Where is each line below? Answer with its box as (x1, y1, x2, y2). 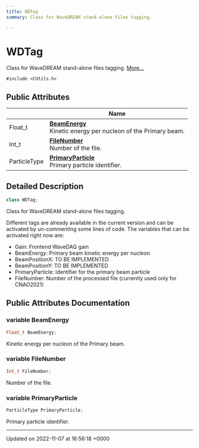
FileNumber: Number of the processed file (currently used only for (14, 274, 176, 281)
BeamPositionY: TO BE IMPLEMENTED (14, 262, 108, 269)
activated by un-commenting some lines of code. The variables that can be (6, 225, 190, 232)
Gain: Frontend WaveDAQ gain (14, 243, 89, 250)
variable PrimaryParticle (6, 393, 78, 402)
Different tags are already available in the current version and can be (6, 219, 174, 226)
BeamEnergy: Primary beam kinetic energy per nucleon (14, 249, 150, 257)
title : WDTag (6, 8, 38, 15)
